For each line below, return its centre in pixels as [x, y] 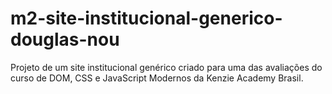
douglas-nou [65, 39]
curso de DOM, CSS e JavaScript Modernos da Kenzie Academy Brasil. [157, 78]
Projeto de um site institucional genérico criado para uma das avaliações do [166, 67]
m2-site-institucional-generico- [146, 18]
